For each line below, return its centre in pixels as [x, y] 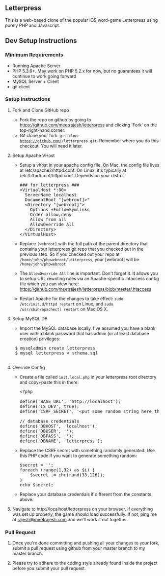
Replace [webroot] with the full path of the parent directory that [84, 243]
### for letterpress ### [49, 185]
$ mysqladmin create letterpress [55, 348]
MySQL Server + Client [35, 81]
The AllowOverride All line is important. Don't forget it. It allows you [89, 273]
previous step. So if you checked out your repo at [69, 254]
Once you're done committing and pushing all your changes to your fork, [86, 543]
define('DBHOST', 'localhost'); [58, 426]
